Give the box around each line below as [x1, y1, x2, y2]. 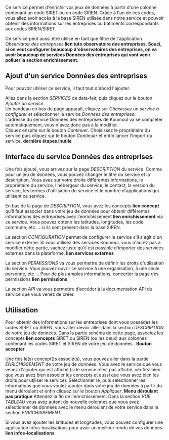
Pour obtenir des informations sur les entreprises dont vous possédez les [5, 319, 158, 325]
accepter [5, 346, 25, 352]
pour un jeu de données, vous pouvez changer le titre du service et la [5, 171, 150, 178]
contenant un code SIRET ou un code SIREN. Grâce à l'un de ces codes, [5, 10, 155, 16]
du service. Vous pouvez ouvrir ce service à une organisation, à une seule [5, 265, 160, 271]
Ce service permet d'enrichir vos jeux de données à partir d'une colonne [5, 5, 157, 10]
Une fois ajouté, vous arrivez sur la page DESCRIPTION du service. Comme [5, 166, 162, 172]
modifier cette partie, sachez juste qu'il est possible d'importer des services [5, 245, 164, 251]
